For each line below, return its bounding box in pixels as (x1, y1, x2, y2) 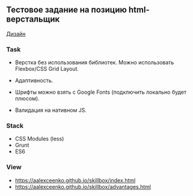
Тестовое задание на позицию (6, 5, 127, 15)
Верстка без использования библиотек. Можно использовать (14, 59, 174, 66)
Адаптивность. (14, 77, 54, 84)
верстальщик (6, 14, 60, 25)
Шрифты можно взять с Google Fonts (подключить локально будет (14, 88, 187, 96)
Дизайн (6, 30, 26, 37)
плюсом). (14, 95, 40, 102)
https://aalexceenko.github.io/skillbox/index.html (14, 177, 136, 184)
